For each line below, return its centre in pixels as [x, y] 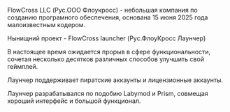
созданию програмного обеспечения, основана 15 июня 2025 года [108, 17]
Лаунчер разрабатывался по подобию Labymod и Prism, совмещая [108, 94]
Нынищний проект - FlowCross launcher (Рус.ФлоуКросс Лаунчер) [107, 38]
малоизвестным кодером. [46, 25]
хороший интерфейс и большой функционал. [74, 101]
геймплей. [23, 66]
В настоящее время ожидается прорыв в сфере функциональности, [109, 52]
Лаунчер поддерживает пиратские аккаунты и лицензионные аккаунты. [115, 80]
